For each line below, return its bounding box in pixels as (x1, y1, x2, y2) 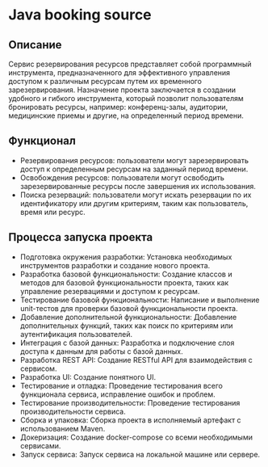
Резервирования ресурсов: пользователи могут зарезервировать (19, 155, 249, 165)
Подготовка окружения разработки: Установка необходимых (19, 252, 232, 262)
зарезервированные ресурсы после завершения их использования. (19, 181, 257, 191)
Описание (8, 38, 62, 52)
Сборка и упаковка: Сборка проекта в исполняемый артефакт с (19, 414, 241, 425)
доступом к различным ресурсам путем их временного (8, 77, 202, 86)
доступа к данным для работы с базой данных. (19, 346, 183, 356)
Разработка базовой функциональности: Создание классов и (19, 269, 232, 279)
